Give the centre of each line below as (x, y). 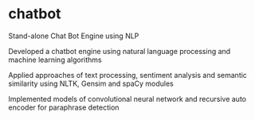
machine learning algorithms (55, 60)
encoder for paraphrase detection (64, 107)
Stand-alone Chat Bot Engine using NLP (74, 36)
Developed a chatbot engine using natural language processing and (120, 51)
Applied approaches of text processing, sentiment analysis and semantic (127, 75)
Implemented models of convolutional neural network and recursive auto (127, 99)
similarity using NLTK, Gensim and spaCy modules (91, 83)
